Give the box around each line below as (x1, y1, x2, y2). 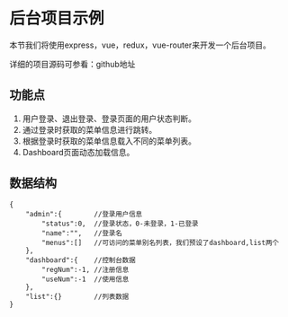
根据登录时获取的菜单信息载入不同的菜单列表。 (22, 136, 196, 146)
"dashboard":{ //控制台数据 (25, 255, 137, 265)
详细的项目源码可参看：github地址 (9, 58, 136, 69)
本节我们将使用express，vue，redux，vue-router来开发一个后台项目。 (9, 40, 272, 50)
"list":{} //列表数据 (25, 292, 130, 301)
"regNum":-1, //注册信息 (41, 265, 130, 274)
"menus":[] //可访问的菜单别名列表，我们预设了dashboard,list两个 (41, 238, 279, 247)
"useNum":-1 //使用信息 (41, 275, 130, 284)
